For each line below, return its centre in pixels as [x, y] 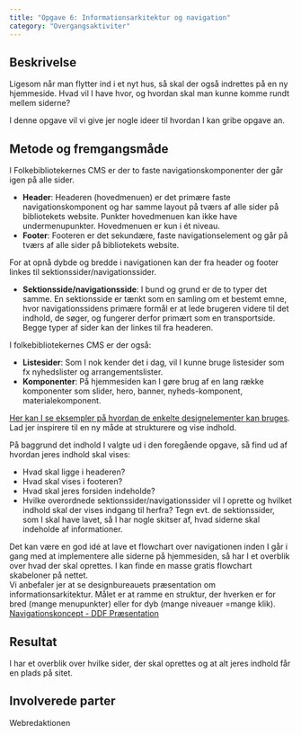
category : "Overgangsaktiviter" [70, 26]
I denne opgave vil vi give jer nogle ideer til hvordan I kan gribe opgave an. [147, 120]
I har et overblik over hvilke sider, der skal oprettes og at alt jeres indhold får [150, 663]
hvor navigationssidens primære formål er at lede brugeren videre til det [155, 309]
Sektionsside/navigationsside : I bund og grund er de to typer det [145, 289]
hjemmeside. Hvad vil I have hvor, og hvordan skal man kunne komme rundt [150, 93]
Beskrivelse [43, 62]
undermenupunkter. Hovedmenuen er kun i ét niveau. [121, 226]
